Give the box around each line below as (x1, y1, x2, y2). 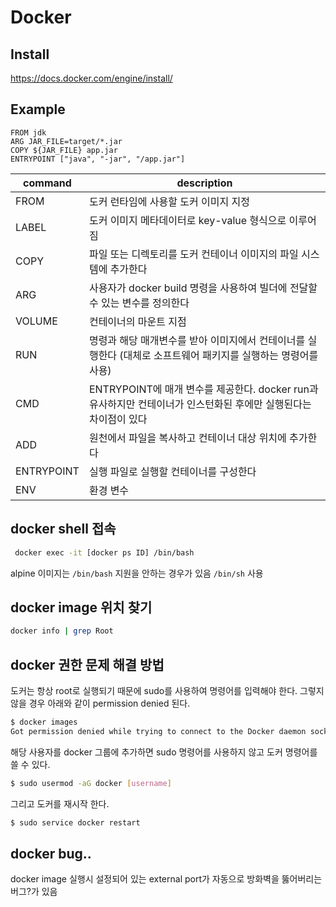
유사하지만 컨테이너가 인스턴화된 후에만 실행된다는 (88, 397, 312, 411)
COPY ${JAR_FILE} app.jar (10, 145, 118, 155)
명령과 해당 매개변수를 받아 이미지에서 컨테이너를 (88, 333, 306, 347)
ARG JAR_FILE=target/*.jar (10, 136, 123, 146)
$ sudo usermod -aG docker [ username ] (10, 778, 172, 788)
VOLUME (15, 314, 58, 328)
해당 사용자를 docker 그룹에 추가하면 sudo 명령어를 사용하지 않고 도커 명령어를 (10, 746, 318, 758)
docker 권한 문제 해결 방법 (10, 656, 165, 673)
